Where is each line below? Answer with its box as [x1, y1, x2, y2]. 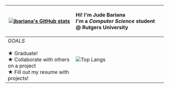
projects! [8, 75, 29, 81]
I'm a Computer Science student [75, 17, 155, 24]
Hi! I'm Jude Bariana [75, 11, 126, 18]
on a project [8, 62, 36, 69]
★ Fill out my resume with [8, 68, 69, 75]
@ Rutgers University [75, 24, 128, 30]
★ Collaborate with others [8, 56, 70, 63]
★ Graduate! [8, 50, 38, 56]
